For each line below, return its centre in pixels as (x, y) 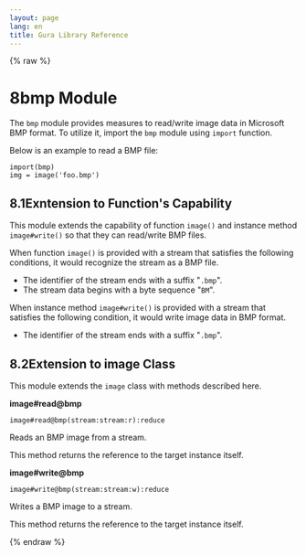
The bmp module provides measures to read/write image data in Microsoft (147, 123)
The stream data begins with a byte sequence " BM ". (119, 290)
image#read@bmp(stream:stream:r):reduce (88, 420)
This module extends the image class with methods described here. (136, 386)
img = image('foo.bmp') (55, 176)
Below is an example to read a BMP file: (84, 151)
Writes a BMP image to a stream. (71, 506)
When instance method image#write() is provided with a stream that (138, 308)
